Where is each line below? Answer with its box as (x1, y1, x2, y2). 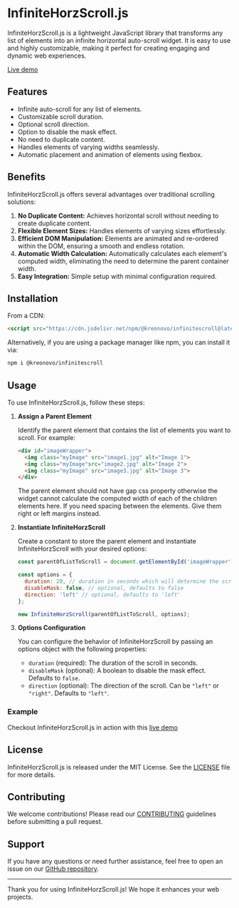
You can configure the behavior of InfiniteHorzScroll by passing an (17, 637, 213, 646)
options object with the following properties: (17, 645, 147, 653)
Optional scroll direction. (17, 120, 90, 128)
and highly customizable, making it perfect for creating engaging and (7, 44, 210, 52)
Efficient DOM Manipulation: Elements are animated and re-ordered (17, 234, 218, 243)
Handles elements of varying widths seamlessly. (17, 143, 160, 151)
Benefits (7, 171, 46, 183)
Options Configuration (17, 623, 86, 632)
